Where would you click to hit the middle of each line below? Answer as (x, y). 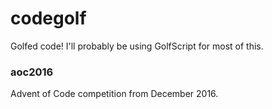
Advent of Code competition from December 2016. (114, 94)
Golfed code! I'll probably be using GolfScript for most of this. (137, 46)
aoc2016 (32, 72)
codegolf (48, 18)
